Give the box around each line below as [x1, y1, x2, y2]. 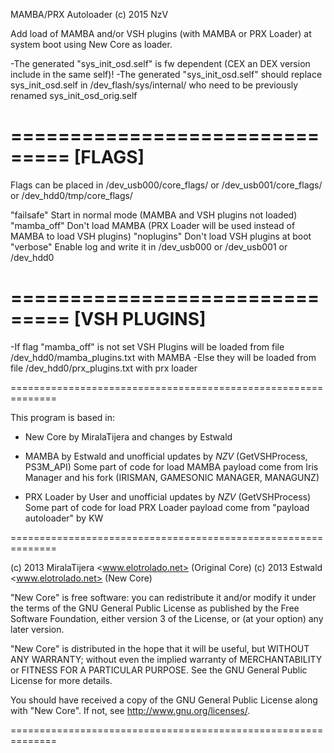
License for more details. [10, 674, 113, 686]
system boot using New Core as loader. [10, 39, 173, 50]
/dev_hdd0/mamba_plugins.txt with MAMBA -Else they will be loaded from [10, 351, 317, 363]
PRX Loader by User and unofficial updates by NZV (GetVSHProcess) [24, 490, 312, 503]
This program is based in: [10, 411, 116, 423]
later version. [10, 623, 65, 635]
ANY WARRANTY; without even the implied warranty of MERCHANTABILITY [10, 653, 323, 665]
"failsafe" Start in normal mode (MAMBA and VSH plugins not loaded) [10, 209, 298, 221]
